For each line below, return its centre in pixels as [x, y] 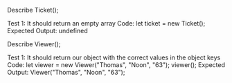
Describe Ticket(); [33, 10]
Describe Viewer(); [34, 44]
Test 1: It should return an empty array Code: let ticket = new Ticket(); [106, 23]
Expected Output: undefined [47, 31]
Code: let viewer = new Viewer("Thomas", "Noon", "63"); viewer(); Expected [116, 65]
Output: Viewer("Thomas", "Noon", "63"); [66, 72]
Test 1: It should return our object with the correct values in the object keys [114, 57]
